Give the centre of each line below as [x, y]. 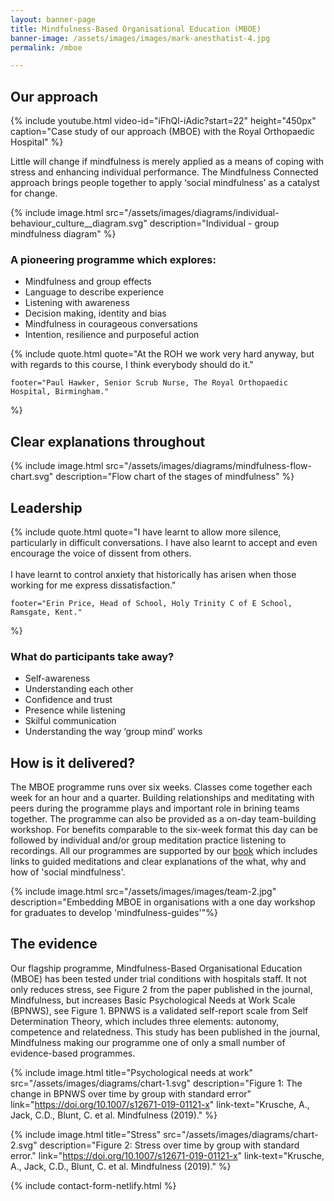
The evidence [54, 944]
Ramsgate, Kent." [46, 612]
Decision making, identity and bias [95, 313]
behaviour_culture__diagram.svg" [79, 223]
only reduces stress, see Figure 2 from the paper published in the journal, [161, 989]
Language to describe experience [94, 292]
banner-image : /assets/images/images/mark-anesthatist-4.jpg [140, 38]
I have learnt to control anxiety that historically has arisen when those [153, 574]
